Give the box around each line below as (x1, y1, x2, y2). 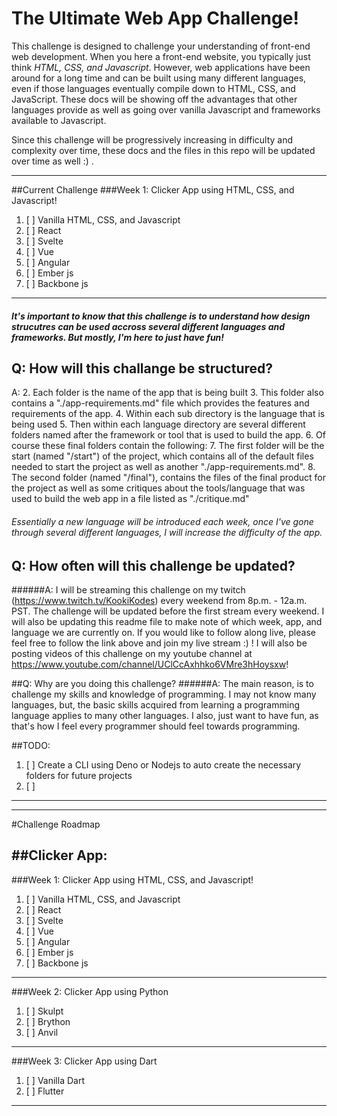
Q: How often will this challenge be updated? (11, 557, 296, 574)
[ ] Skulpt (25, 1005, 64, 1017)
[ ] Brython (25, 1015, 71, 1027)
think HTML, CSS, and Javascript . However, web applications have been (11, 61, 311, 73)
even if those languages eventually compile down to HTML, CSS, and (11, 82, 296, 94)
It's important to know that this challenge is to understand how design (11, 310, 311, 322)
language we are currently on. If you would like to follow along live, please (11, 626, 316, 638)
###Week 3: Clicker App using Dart (11, 1055, 158, 1067)
